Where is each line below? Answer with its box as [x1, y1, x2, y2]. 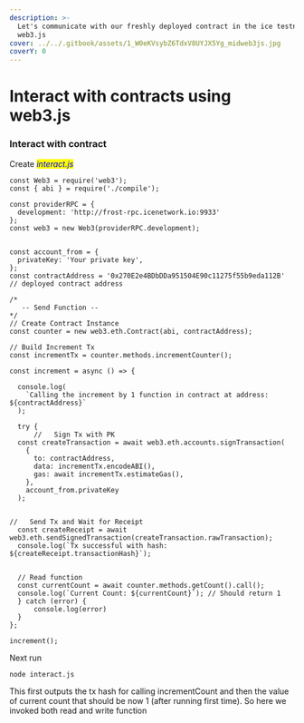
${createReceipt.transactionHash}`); [9, 549, 152, 558]
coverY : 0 [9, 47, 47, 56]
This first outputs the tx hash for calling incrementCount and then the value [9, 686, 290, 697]
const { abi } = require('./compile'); [9, 183, 160, 193]
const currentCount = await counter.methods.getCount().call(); [17, 581, 265, 590]
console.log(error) [33, 604, 107, 613]
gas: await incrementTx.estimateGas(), [33, 469, 184, 479]
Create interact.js [9, 158, 74, 169]
